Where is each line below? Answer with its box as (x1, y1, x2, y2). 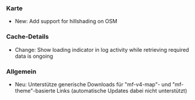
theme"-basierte (14, 87, 55, 94)
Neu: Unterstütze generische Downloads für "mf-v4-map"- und (14, 80, 171, 87)
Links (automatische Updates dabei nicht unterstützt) (56, 87, 188, 94)
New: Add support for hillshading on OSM (14, 18, 117, 25)
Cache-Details (6, 33, 49, 41)
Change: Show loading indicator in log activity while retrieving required (14, 46, 190, 53)
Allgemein (6, 67, 37, 76)
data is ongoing (14, 52, 54, 60)
